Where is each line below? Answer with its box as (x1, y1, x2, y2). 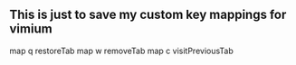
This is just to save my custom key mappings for (9, 7, 287, 23)
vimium (9, 22, 53, 37)
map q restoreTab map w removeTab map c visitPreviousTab (9, 45, 234, 56)
